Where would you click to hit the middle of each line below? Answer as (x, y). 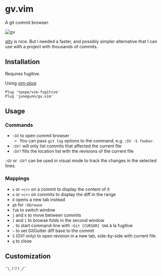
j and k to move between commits (47, 215)
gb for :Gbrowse (27, 205)
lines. (10, 166)
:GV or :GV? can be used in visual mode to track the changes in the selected (81, 161)
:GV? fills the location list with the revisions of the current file (73, 151)
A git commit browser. (27, 22)
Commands (19, 125)
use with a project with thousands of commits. (51, 46)
